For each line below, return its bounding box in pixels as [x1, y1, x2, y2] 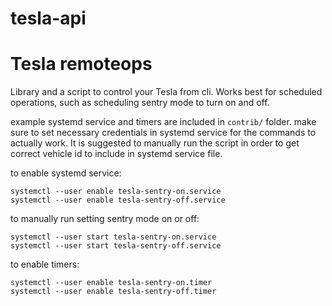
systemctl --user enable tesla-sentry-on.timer [10, 278, 213, 288]
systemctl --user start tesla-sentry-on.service [10, 232, 217, 242]
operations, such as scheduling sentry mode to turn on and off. [10, 97, 270, 109]
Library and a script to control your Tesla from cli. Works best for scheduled [10, 86, 323, 98]
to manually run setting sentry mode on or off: [10, 213, 200, 225]
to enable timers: [10, 258, 80, 271]
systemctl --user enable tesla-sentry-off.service [10, 195, 226, 206]
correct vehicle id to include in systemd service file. [10, 148, 223, 160]
